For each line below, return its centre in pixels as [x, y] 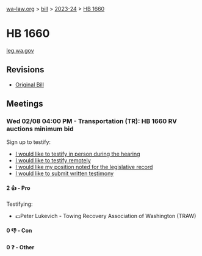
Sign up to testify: [28, 142]
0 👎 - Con [19, 231]
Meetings [25, 104]
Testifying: [20, 204]
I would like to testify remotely [53, 160]
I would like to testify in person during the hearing [78, 154]
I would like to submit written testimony [64, 173]
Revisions [25, 70]
